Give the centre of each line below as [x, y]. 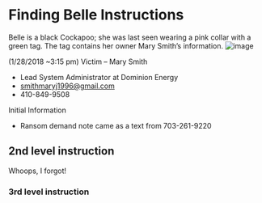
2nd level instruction [61, 151]
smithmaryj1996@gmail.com [68, 86]
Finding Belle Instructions [96, 15]
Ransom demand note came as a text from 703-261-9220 [116, 125]
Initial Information [38, 110]
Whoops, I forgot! [38, 171]
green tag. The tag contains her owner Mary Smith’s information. [116, 45]
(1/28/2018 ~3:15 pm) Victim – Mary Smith [78, 61]
